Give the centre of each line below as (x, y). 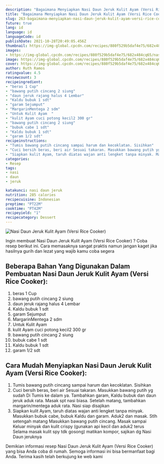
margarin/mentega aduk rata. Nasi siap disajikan (61, 406)
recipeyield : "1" (23, 213)
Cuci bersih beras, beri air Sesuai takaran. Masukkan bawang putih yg (83, 390)
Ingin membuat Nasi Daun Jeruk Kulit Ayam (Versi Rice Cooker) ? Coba (76, 241)
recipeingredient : (24, 82)
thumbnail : (17, 46)
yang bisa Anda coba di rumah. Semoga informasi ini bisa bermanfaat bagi (80, 451)
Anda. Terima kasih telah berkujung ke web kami (54, 456)
